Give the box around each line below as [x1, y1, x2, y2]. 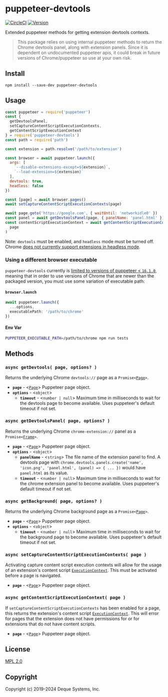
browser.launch [5, 290, 37, 295]
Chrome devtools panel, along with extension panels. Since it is [17, 44, 148, 50]
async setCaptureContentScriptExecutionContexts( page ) [5, 551, 147, 557]
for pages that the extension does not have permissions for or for [5, 615, 139, 621]
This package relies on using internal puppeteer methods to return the [17, 39, 162, 45]
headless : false [9, 183, 43, 188]
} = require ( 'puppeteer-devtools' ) [5, 133, 79, 138]
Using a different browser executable [5, 256, 97, 263]
